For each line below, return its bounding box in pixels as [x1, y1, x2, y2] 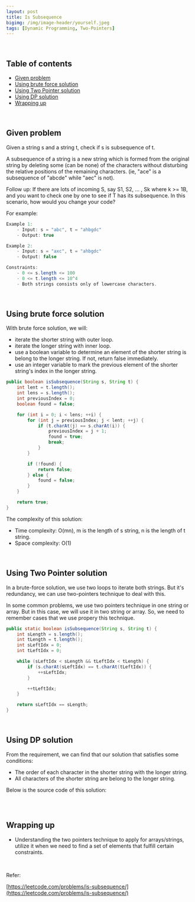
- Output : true [17, 232, 54, 238]
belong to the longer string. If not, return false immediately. [14, 355, 158, 362]
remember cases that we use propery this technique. [6, 614, 135, 621]
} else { [27, 472, 49, 478]
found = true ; [48, 434, 83, 440]
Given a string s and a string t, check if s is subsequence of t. [6, 143, 155, 151]
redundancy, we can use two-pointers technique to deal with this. [6, 590, 166, 597]
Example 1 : [6, 221, 33, 227]
